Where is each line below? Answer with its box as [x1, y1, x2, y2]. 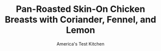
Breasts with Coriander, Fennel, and [4, 14, 156, 25]
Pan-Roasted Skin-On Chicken [15, 3, 145, 15]
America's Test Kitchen [56, 41, 105, 47]
